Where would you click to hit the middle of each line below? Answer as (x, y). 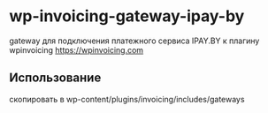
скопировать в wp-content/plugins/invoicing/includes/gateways (127, 99)
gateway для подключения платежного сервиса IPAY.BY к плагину (134, 41)
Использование (55, 78)
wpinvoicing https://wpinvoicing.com (77, 49)
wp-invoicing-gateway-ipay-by (127, 16)
